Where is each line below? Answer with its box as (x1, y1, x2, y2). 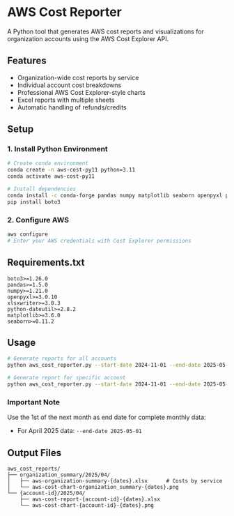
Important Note (7, 397, 61, 407)
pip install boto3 (7, 198, 61, 206)
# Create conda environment (7, 160, 89, 167)
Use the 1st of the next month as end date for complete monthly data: (7, 413, 207, 422)
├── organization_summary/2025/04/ (7, 471, 111, 478)
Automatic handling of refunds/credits (17, 103, 127, 112)
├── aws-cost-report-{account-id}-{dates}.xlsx (19, 496, 160, 503)
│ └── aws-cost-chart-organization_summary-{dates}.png (7, 483, 179, 490)
